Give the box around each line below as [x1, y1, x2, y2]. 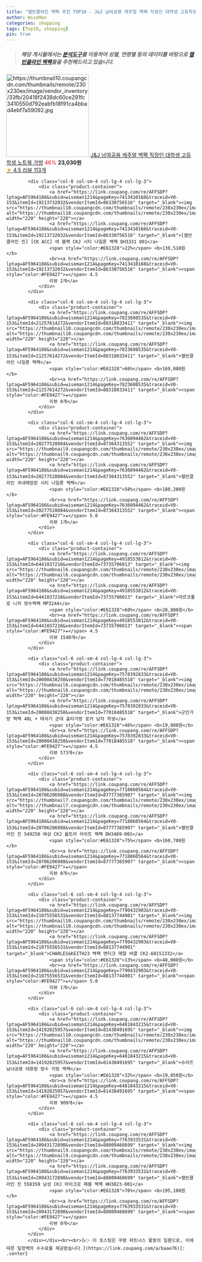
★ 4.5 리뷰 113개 [6, 166, 46, 174]
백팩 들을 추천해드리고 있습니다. [41, 58, 114, 65]
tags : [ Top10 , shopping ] [6, 25, 69, 32]
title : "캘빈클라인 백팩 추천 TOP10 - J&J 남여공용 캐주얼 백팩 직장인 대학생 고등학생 [6, 8, 197, 15]
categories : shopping [6, 20, 61, 26]
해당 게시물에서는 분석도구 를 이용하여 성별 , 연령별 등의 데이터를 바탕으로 [20, 51, 188, 58]
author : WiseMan [6, 14, 47, 21]
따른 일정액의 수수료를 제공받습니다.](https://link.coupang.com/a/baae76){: [6, 1246, 185, 1252]
